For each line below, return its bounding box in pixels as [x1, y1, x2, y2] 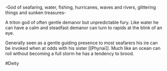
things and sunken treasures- [5, 10, 66, 16]
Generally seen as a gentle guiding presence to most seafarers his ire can [5, 40, 158, 46]
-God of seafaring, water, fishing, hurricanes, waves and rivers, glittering [5, 5, 156, 10]
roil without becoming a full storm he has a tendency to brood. [5, 50, 134, 56]
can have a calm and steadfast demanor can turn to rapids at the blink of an [5, 25, 162, 31]
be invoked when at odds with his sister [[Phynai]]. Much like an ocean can [5, 45, 161, 51]
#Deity [5, 60, 19, 66]
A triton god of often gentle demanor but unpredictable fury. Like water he [5, 20, 159, 25]
